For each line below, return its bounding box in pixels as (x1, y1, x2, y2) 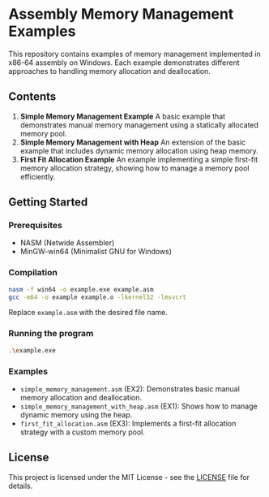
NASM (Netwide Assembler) (19, 238, 115, 248)
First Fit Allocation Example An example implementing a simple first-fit (19, 154, 258, 164)
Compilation (8, 267, 58, 279)
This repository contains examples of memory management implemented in (8, 49, 261, 58)
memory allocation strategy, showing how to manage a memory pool (19, 163, 250, 173)
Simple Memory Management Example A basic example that (19, 111, 225, 121)
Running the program (8, 328, 94, 339)
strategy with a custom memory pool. (19, 427, 146, 437)
